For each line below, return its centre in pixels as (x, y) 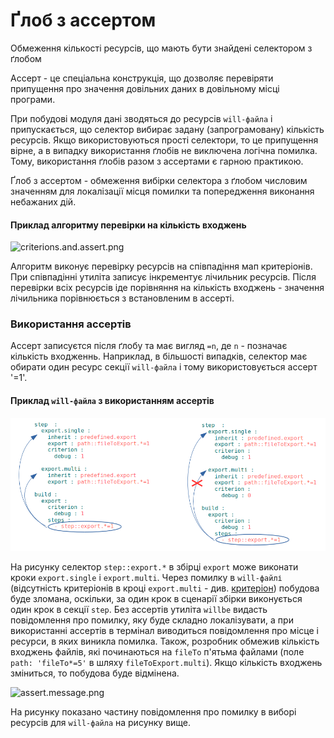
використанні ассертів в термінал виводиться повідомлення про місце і (164, 630)
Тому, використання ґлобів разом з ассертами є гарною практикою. (157, 161)
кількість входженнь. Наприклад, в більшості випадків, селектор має (159, 356)
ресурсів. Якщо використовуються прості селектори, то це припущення (164, 140)
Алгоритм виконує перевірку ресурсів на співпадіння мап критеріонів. (161, 266)
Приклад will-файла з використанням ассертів (112, 401)
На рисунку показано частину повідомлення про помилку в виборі (153, 711)
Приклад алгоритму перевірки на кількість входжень (128, 225)
